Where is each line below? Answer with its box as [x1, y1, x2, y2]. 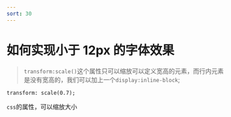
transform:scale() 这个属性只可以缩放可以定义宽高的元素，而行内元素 [23, 67, 224, 75]
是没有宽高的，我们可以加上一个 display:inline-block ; [23, 75, 181, 84]
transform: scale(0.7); [6, 89, 76, 96]
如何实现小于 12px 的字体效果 [6, 42, 175, 58]
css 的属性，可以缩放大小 [6, 102, 77, 111]
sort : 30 [6, 10, 32, 17]
